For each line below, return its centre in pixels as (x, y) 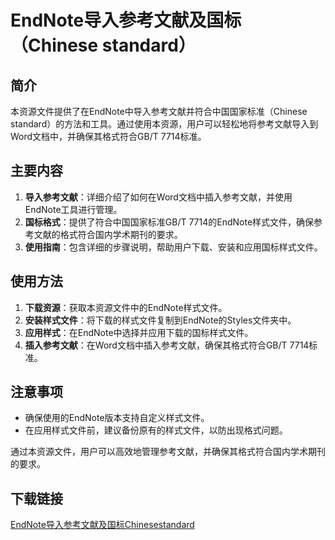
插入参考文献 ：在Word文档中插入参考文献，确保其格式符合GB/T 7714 (167, 345)
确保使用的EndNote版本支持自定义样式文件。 (117, 418)
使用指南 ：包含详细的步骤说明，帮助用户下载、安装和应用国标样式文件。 (173, 247)
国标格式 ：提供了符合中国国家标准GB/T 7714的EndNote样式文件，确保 (169, 222)
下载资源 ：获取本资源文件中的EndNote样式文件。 (126, 307)
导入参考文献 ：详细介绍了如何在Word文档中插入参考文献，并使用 (158, 197)
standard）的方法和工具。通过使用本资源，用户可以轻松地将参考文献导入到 (164, 124)
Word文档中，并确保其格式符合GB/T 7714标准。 (108, 136)
